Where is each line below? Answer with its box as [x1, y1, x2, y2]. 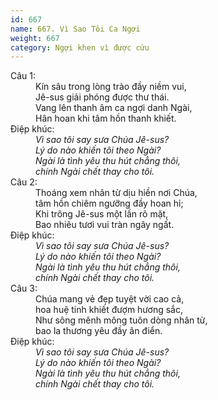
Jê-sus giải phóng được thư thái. [35, 91, 170, 103]
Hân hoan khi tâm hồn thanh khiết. [35, 112, 177, 125]
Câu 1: [10, 70, 37, 82]
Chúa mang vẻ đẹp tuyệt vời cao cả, [35, 293, 185, 305]
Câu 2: [10, 176, 38, 188]
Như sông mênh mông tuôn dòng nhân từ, [35, 314, 208, 326]
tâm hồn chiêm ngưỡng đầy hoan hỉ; [35, 197, 184, 210]
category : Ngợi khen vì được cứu [10, 42, 150, 53]
